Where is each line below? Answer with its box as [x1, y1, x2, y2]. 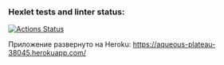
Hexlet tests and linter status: [8, 6, 125, 17]
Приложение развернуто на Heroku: [8, 40, 132, 49]
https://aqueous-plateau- [132, 40, 216, 49]
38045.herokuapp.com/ [8, 48, 86, 58]
